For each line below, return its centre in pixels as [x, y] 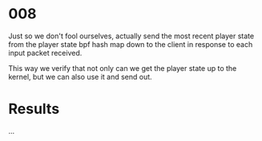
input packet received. [45, 53]
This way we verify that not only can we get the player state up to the [123, 68]
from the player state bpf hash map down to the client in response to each [131, 44]
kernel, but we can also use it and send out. [80, 76]
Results [34, 109]
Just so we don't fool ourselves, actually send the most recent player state [131, 36]
